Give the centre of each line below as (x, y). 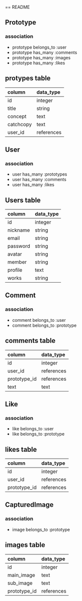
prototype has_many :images (41, 57)
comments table (30, 341)
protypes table (28, 78)
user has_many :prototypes (40, 174)
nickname (19, 230)
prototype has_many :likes (39, 63)
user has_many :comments (39, 180)
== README (18, 7)
